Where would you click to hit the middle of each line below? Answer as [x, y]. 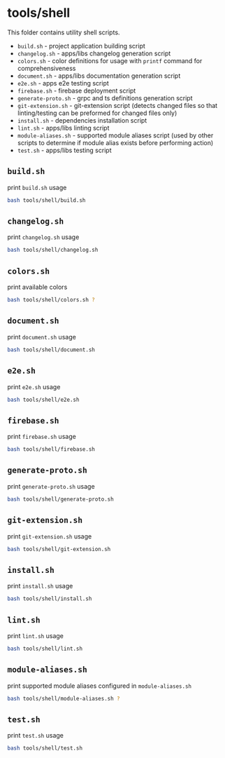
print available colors [37, 287]
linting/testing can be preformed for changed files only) [97, 113]
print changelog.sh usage [43, 237]
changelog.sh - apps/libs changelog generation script [94, 53]
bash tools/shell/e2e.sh [43, 400]
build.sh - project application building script [81, 46]
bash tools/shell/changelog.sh [53, 250]
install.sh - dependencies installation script [82, 120]
